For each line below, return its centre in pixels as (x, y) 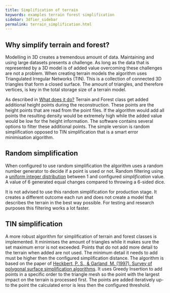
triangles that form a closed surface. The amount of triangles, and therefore (84, 84)
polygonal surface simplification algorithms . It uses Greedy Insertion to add (84, 269)
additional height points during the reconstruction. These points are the (80, 105)
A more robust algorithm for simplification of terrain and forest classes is (81, 236)
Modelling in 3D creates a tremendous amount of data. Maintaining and (80, 57)
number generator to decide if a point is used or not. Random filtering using (84, 171)
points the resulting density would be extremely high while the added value (84, 116)
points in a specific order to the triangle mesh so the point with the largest (82, 274)
